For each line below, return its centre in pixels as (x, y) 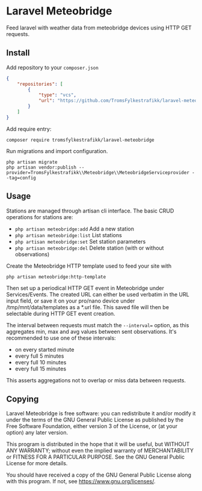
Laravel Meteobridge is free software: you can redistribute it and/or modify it (101, 414)
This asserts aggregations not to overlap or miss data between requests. (96, 380)
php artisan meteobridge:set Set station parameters (80, 241)
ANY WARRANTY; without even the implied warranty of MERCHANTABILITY (100, 451)
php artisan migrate (32, 162)
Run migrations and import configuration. (57, 151)
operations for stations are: (40, 217)
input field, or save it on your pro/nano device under (71, 301)
